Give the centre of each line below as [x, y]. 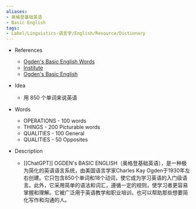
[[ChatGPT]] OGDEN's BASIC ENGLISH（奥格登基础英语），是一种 [102, 163]
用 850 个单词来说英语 [50, 98]
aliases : [17, 11]
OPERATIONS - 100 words [55, 121]
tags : [13, 28]
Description [28, 151]
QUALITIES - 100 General [54, 134]
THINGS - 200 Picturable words [62, 127]
